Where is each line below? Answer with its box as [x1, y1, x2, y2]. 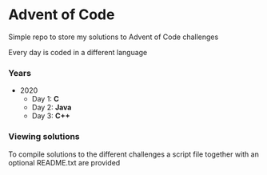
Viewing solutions [8, 131, 80, 142]
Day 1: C [31, 94, 60, 104]
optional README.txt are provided [8, 157, 121, 167]
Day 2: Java [31, 102, 72, 113]
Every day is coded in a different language [8, 47, 148, 57]
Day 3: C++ [31, 111, 70, 121]
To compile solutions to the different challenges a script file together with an [8, 149, 260, 159]
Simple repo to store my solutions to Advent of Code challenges [8, 32, 219, 42]
